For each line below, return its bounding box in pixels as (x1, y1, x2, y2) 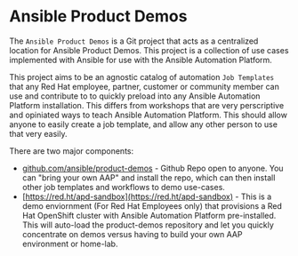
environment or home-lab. (21, 238, 118, 249)
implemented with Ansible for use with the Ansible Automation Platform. (9, 54, 273, 65)
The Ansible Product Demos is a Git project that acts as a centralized (9, 36, 259, 46)
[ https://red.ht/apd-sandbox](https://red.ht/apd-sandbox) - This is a (21, 191, 272, 202)
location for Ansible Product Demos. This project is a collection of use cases (9, 44, 289, 55)
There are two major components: (9, 145, 134, 156)
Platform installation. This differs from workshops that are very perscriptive (9, 100, 285, 110)
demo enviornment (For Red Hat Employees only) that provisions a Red (21, 200, 283, 211)
